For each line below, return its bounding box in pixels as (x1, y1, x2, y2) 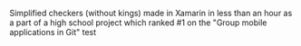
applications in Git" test (9, 27, 97, 37)
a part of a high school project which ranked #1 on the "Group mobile (9, 17, 267, 28)
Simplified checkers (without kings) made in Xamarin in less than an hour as (9, 8, 293, 18)
